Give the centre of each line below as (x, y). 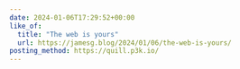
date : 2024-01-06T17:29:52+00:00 (72, 17)
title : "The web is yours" (68, 34)
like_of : (26, 26)
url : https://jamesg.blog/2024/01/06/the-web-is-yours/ (125, 43)
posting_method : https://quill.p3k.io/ (84, 51)
